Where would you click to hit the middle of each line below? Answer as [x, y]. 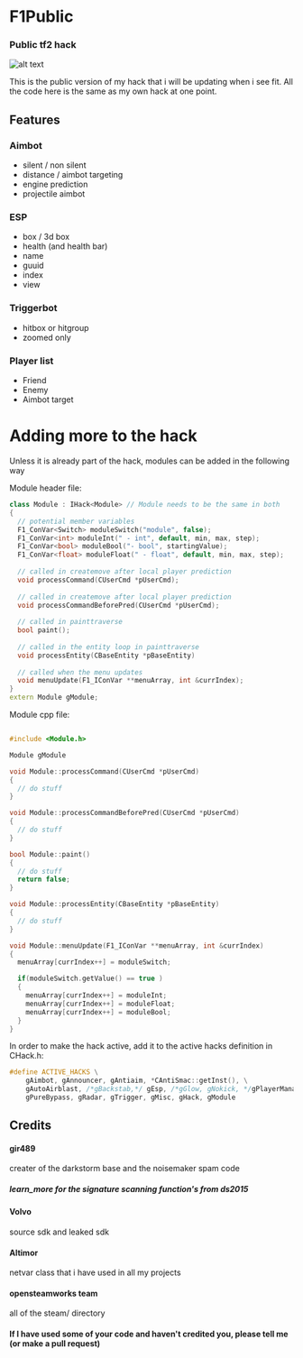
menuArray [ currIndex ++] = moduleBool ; [98, 1012]
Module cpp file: [40, 715]
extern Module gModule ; [54, 697]
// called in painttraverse [70, 622]
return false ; [44, 880]
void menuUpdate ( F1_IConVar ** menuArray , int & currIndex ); [131, 681]
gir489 [23, 1148]
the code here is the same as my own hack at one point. [113, 91]
